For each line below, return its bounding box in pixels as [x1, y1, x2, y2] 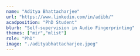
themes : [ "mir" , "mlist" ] [6, 30, 67, 36]
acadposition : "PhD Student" [6, 19, 77, 25]
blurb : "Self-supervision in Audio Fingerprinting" [6, 24, 135, 31]
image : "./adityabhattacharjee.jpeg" [6, 41, 98, 47]
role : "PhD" [6, 36, 35, 41]
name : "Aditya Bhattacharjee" [6, 8, 80, 15]
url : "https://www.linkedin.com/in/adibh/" [6, 14, 114, 20]
